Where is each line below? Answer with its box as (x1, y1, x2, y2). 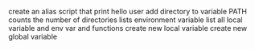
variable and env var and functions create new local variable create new (8, 24, 248, 32)
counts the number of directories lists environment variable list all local (8, 15, 243, 24)
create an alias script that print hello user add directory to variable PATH (8, 7, 248, 16)
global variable (8, 32, 58, 41)
